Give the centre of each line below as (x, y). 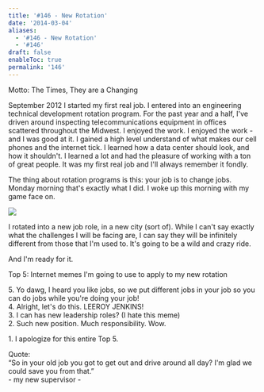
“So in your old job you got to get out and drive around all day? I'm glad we (130, 363)
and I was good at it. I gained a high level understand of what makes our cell (132, 139)
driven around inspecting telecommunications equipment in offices (118, 122)
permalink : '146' (37, 67)
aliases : (23, 30)
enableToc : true (35, 60)
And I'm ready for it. (41, 259)
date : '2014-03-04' (40, 23)
